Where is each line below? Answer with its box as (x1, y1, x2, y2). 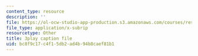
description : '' (6, 14, 46, 20)
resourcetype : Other (6, 30, 57, 36)
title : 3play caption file (6, 36, 72, 41)
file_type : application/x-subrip (6, 24, 88, 31)
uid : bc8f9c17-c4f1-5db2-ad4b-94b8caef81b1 (6, 41, 115, 47)
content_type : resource (6, 8, 65, 15)
